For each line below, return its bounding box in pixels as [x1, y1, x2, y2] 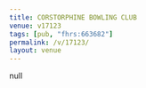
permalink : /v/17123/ [9, 37, 90, 47]
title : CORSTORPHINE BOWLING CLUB [9, 12, 138, 22]
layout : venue [9, 46, 62, 55]
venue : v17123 [9, 21, 62, 30]
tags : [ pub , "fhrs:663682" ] [9, 29, 114, 38]
